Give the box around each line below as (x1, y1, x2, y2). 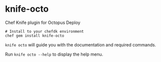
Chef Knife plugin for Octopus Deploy (5, 20, 80, 25)
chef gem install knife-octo (5, 33, 64, 38)
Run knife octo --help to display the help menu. (5, 51, 103, 57)
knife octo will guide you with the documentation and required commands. (5, 41, 156, 47)
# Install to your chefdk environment (5, 29, 84, 34)
